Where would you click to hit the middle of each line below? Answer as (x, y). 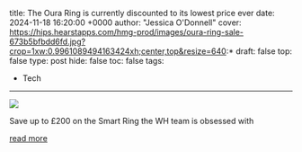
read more (28, 138)
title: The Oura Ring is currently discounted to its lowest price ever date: (142, 13)
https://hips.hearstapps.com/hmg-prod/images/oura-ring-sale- (127, 32)
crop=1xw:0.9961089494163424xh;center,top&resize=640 (118, 51)
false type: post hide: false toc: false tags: (87, 61)
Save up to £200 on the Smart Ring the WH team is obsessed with (132, 121)
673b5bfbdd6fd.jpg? (48, 41)
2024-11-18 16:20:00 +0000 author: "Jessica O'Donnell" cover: (125, 22)
